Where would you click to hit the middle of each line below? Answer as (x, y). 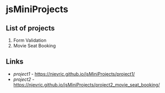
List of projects (30, 28)
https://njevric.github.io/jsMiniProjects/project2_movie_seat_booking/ (87, 84)
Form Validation (30, 40)
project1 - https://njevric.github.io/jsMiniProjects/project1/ (74, 74)
